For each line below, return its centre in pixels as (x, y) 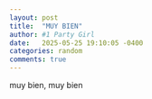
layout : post (34, 18)
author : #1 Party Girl (52, 34)
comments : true (38, 59)
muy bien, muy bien (46, 85)
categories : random (46, 51)
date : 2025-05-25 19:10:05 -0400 (76, 43)
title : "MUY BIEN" (46, 26)
